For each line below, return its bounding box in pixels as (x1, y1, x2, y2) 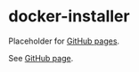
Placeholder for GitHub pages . (8, 36, 120, 46)
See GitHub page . (8, 52, 74, 63)
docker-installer (8, 6, 130, 27)
